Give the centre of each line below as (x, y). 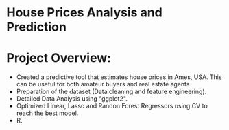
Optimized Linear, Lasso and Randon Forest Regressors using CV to (112, 106)
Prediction (36, 27)
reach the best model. (47, 113)
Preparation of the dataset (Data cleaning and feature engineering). (111, 92)
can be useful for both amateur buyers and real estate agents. (104, 84)
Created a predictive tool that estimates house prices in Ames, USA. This (119, 77)
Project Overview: (59, 58)
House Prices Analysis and (84, 13)
